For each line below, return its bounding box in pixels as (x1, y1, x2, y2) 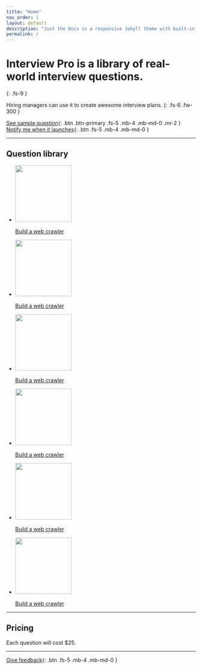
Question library (6, 149, 69, 159)
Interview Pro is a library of (6, 57, 144, 71)
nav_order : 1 (6, 14, 39, 20)
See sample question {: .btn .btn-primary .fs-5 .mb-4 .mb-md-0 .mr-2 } (6, 120, 181, 127)
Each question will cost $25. (6, 639, 76, 646)
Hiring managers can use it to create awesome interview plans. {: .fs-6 (6, 102, 181, 109)
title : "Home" (6, 8, 42, 15)
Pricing (6, 623, 34, 634)
